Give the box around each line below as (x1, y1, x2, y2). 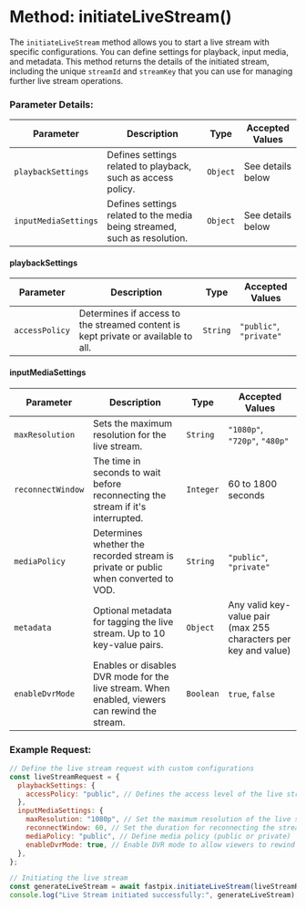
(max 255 (228, 621, 270, 633)
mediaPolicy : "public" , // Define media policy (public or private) (25, 831, 291, 841)
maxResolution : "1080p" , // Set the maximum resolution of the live (25, 815, 291, 824)
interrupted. (92, 511, 144, 524)
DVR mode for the (92, 670, 169, 683)
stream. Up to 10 (92, 627, 166, 640)
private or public (92, 560, 164, 573)
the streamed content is (78, 319, 180, 331)
